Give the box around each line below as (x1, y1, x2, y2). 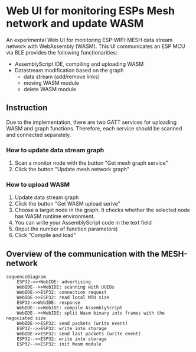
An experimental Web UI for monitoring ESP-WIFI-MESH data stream (6, 36, 173, 43)
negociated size (6, 315, 46, 321)
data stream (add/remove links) (23, 73, 100, 80)
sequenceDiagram (6, 274, 46, 280)
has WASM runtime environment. (14, 213, 96, 220)
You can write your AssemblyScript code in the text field (14, 219, 152, 226)
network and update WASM (6, 17, 144, 30)
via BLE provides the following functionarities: (6, 49, 117, 56)
